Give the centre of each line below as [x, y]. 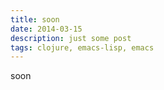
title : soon [35, 19]
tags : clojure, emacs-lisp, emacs [82, 47]
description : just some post [71, 38]
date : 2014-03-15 [46, 29]
